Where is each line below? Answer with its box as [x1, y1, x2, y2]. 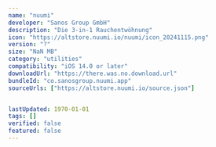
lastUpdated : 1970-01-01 [8, 105, 90, 113]
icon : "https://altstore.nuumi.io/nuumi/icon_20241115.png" [8, 33, 210, 41]
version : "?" [8, 41, 51, 48]
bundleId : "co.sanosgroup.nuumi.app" [8, 77, 132, 84]
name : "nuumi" [8, 11, 55, 20]
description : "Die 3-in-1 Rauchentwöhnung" [8, 26, 153, 34]
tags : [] [8, 113, 37, 120]
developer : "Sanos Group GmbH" [8, 19, 111, 27]
